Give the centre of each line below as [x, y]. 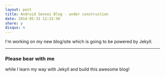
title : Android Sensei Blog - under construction [57, 14]
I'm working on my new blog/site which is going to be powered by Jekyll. [79, 41]
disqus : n [15, 28]
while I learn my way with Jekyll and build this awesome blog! [68, 69]
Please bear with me [30, 59]
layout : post [18, 10]
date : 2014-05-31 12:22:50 [33, 19]
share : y [14, 23]
